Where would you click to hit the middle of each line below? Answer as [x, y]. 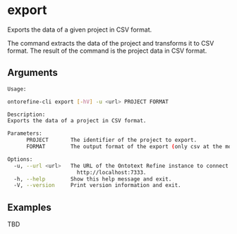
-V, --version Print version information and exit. [97, 186]
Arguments [33, 73]
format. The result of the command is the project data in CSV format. [107, 51]
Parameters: [25, 134]
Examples [29, 207]
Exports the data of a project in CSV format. [77, 121]
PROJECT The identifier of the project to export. [111, 140]
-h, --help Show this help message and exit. [93, 179]
